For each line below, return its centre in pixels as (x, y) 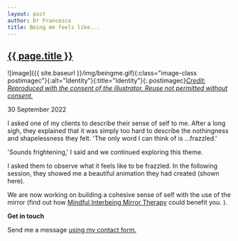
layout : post (27, 14)
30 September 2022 (37, 109)
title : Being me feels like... (54, 27)
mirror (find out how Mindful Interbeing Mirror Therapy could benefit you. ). (118, 203)
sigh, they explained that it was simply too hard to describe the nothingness (118, 131)
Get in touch (26, 216)
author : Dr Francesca (39, 21)
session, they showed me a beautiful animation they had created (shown (113, 173)
